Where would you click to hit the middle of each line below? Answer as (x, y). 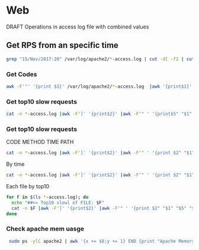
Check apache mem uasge (45, 229)
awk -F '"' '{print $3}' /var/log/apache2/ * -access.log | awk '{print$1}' (99, 86)
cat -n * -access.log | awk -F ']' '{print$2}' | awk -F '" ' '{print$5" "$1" (99, 114)
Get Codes (22, 74)
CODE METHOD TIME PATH (40, 142)
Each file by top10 (28, 187)
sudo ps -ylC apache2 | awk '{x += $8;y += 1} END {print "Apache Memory (102, 241)
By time (15, 164)
